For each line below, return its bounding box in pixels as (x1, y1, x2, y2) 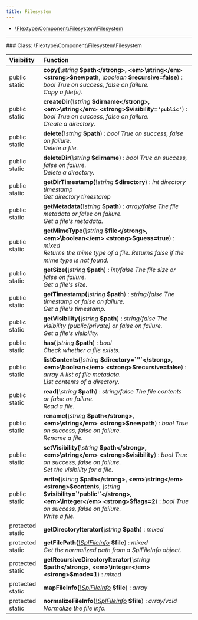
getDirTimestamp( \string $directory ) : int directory (43, 178, 186, 186)
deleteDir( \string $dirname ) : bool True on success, (43, 153, 187, 162)
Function (43, 55, 69, 64)
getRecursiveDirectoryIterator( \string (43, 555, 150, 563)
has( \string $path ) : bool (43, 339, 112, 347)
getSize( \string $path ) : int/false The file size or (43, 265, 176, 274)
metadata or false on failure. (43, 209, 123, 218)
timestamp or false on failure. (43, 297, 125, 306)
